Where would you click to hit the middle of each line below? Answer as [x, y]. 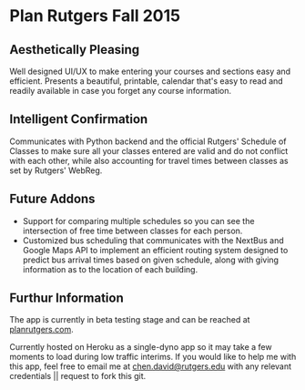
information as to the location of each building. [110, 269]
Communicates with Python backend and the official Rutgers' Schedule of [148, 141]
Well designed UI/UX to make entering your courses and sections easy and [150, 71]
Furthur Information [67, 298]
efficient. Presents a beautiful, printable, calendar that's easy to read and [147, 81]
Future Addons [52, 199]
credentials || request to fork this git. [78, 376]
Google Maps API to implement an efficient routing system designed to [155, 250]
